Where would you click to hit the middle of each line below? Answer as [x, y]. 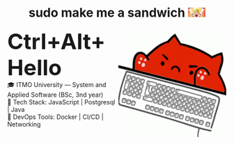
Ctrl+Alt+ [56, 41]
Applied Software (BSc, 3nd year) [55, 95]
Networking [24, 124]
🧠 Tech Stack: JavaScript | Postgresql [61, 102]
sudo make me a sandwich [107, 13]
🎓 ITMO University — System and [57, 84]
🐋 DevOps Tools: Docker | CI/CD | [55, 117]
